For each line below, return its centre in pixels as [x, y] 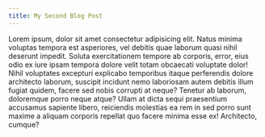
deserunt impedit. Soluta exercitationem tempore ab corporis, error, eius [128, 56]
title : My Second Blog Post [56, 16]
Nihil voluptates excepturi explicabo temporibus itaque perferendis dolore [131, 73]
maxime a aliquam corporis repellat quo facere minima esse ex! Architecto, [132, 116]
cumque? [24, 124]
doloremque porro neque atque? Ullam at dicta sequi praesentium [118, 98]
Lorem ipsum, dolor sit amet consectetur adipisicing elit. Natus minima [125, 39]
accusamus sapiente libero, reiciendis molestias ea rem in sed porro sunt [130, 107]
